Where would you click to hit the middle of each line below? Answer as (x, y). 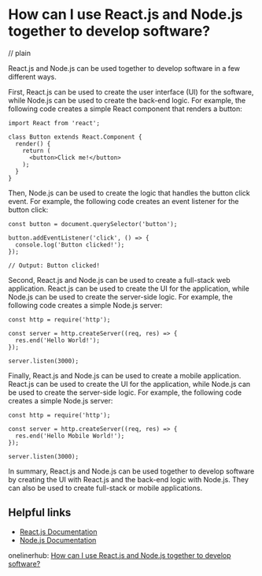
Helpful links (40, 513)
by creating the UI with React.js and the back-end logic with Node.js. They (129, 479)
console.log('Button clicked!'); (70, 245)
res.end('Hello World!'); (58, 340)
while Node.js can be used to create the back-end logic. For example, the (127, 100)
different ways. (32, 76)
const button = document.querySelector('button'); (93, 224)
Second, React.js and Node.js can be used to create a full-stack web (119, 280)
